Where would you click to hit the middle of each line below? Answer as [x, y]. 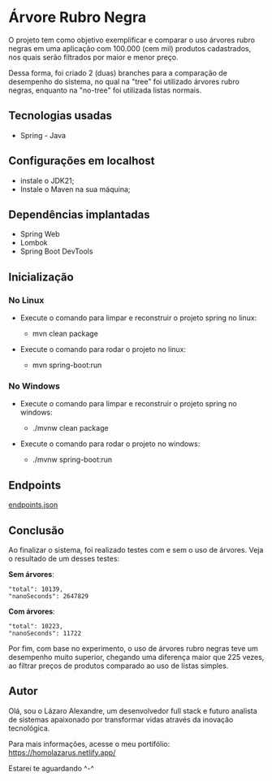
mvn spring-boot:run [67, 365]
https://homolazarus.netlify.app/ [62, 753]
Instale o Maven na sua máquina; [76, 189]
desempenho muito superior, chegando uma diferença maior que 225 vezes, [136, 657]
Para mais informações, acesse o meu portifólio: [89, 744]
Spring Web [40, 234]
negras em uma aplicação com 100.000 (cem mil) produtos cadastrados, [130, 48]
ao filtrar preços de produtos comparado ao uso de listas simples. [119, 666]
